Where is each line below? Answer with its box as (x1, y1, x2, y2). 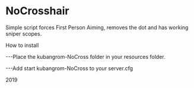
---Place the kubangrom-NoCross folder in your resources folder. (5, 53, 166, 60)
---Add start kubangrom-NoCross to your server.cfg (5, 64, 133, 72)
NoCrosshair (5, 4, 69, 18)
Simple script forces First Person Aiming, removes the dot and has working (5, 24, 189, 31)
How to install (5, 42, 39, 49)
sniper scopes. (5, 30, 42, 37)
